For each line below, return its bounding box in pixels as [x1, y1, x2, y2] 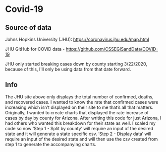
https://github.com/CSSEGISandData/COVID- [65, 46, 159, 52]
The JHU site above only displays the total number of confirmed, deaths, [5, 93, 154, 100]
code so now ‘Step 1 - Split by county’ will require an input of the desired [5, 125, 154, 131]
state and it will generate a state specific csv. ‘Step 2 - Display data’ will [5, 131, 152, 137]
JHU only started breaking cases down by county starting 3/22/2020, [5, 61, 148, 67]
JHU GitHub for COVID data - [5, 46, 65, 52]
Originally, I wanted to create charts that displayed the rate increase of [5, 109, 149, 115]
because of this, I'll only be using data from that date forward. [5, 66, 131, 72]
